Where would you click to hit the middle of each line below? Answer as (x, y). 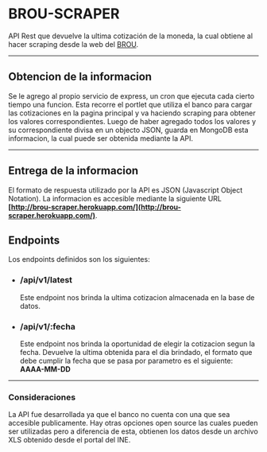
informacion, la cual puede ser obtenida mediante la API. (101, 138)
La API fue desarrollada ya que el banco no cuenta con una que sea (119, 415)
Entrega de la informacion (74, 171)
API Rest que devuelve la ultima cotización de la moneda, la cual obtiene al (130, 36)
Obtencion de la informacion (80, 77)
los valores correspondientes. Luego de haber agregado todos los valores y (132, 121)
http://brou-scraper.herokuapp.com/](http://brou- (96, 207)
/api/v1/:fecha (47, 326)
